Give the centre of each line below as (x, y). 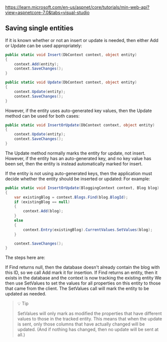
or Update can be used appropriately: (44, 45)
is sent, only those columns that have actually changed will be (81, 324)
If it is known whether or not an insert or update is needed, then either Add (82, 40)
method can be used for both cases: (42, 116)
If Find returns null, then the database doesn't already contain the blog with (83, 267)
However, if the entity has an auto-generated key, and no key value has (78, 158)
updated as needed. (26, 294)
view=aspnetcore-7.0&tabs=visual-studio (47, 12)
